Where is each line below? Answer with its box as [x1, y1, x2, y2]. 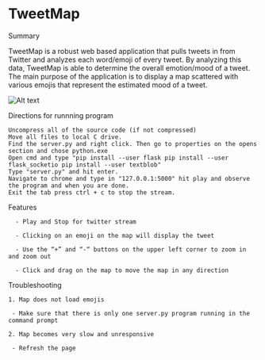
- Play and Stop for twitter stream [15, 217, 136, 226]
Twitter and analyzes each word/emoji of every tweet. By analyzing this [8, 55, 242, 64]
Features [8, 202, 37, 212]
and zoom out [8, 252, 52, 260]
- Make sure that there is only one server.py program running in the [11, 309, 250, 317]
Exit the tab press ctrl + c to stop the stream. [8, 188, 176, 197]
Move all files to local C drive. [8, 132, 123, 141]
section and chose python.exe [8, 147, 109, 155]
